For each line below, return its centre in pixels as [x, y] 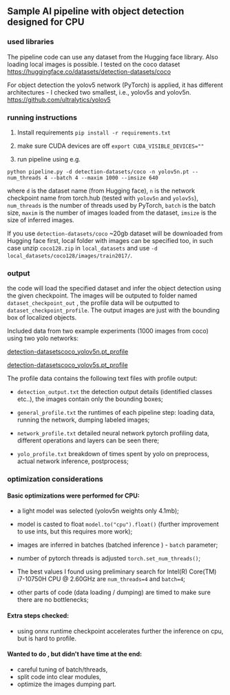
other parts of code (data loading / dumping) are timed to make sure [114, 592]
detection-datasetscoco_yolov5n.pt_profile [68, 352]
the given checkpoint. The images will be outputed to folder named [102, 295]
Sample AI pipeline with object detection [96, 11]
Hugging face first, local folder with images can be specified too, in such [110, 240]
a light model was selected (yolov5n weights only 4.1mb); [98, 511]
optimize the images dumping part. [67, 684]
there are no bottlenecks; [53, 600]
